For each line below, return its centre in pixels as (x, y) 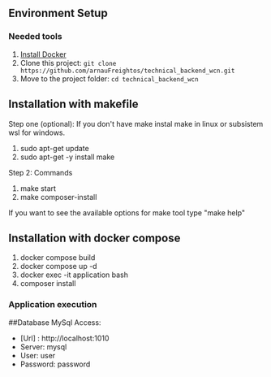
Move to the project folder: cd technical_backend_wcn (109, 78)
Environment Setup (58, 13)
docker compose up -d (58, 266)
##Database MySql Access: (55, 322)
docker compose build (58, 258)
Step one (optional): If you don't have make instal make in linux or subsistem (136, 123)
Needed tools (35, 37)
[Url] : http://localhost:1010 (65, 338)
